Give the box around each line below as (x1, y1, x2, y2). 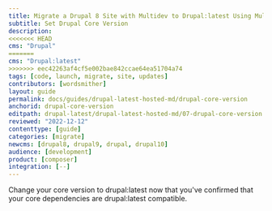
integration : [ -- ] (8, 163, 70, 171)
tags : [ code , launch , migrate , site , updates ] (8, 72, 168, 80)
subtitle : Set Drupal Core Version (8, 19, 129, 28)
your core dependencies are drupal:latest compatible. (8, 194, 188, 204)
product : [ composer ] (8, 155, 79, 163)
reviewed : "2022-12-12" (8, 118, 89, 126)
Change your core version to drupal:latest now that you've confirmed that (8, 185, 253, 195)
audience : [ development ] (8, 148, 92, 156)
